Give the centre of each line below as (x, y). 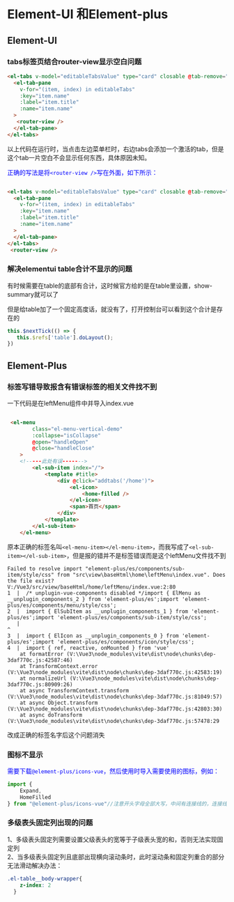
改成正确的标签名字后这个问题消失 (56, 735)
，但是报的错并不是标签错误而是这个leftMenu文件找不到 (146, 555)
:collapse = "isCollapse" (67, 435)
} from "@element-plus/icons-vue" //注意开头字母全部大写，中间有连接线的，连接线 (117, 804)
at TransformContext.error (59, 666)
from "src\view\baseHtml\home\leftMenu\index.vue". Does (141, 575)
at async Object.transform (59, 703)
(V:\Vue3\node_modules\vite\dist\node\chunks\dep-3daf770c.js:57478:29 (113, 721)
